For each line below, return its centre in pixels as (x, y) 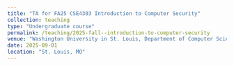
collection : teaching (39, 20)
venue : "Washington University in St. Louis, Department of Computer (110, 39)
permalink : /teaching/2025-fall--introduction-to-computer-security (109, 33)
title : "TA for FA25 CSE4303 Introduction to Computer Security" (104, 13)
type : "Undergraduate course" (51, 26)
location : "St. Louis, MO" (46, 52)
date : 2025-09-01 (32, 45)
